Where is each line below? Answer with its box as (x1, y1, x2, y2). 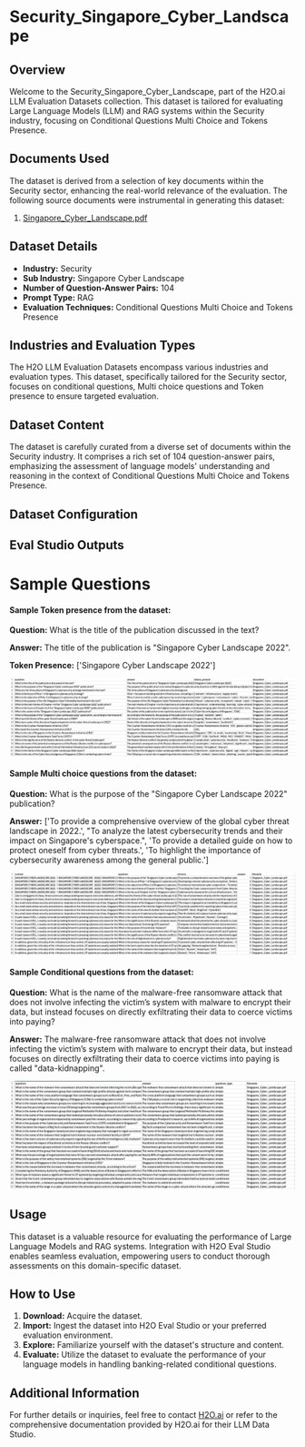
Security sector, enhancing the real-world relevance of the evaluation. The (9, 185, 288, 196)
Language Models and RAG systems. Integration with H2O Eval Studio (9, 1240, 271, 1251)
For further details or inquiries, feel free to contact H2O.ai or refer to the (9, 1410, 279, 1421)
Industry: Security (22, 262, 93, 274)
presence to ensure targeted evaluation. (9, 391, 159, 402)
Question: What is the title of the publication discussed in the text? (9, 625, 260, 636)
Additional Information (9, 1385, 140, 1401)
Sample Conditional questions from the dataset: (9, 967, 194, 978)
